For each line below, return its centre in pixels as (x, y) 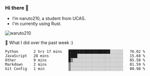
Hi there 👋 (17, 8)
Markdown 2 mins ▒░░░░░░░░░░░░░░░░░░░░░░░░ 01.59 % (75, 65)
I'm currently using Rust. (37, 24)
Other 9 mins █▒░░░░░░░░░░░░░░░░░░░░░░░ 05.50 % (75, 60)
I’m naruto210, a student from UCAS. (49, 19)
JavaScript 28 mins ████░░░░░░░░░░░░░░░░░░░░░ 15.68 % (75, 56)
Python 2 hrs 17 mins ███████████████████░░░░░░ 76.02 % (75, 52)
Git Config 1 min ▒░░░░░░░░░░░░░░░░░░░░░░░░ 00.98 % (75, 69)
